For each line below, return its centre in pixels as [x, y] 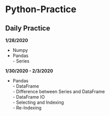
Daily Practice [28, 28]
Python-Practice [41, 9]
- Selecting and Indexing [38, 102]
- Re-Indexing [27, 108]
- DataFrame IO [29, 97]
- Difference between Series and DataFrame [59, 92]
